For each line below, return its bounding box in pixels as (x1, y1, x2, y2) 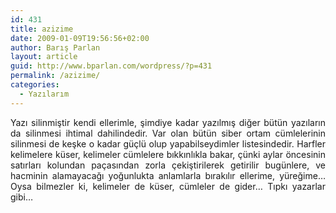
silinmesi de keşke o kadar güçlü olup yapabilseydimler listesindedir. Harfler (10, 137, 326, 150)
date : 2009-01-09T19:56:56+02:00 (10, 33, 150, 43)
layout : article (10, 52, 78, 62)
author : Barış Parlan (10, 42, 101, 53)
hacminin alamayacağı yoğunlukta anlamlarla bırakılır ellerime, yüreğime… (10, 169, 326, 181)
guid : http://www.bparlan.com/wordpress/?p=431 (10, 61, 213, 71)
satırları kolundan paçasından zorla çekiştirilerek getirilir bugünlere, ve (10, 159, 326, 171)
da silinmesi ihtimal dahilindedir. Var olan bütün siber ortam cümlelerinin (10, 127, 326, 139)
